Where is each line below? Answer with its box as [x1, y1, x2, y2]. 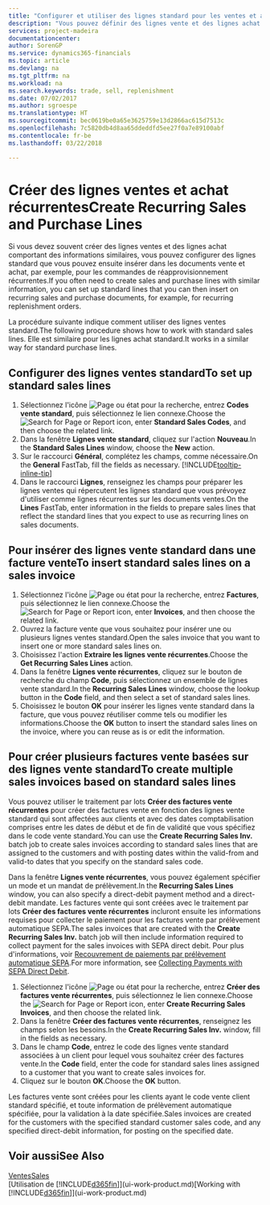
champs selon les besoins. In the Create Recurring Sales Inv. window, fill [19, 1025, 261, 1034]
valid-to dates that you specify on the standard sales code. [8, 856, 203, 866]
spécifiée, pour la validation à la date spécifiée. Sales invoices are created [8, 1108, 252, 1118]
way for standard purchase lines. [8, 343, 117, 353]
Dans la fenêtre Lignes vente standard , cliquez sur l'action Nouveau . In [19, 434, 256, 444]
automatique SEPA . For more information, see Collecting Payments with [8, 958, 243, 967]
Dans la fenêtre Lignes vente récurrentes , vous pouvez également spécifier [8, 872, 261, 882]
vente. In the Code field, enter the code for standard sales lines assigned [19, 1058, 260, 1068]
